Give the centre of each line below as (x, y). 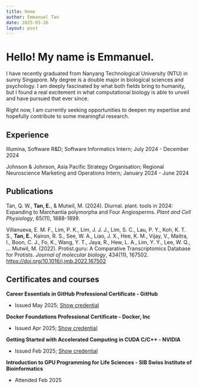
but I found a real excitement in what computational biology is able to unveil (98, 93)
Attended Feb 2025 (38, 380)
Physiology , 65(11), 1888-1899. (43, 218)
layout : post (22, 28)
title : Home (21, 11)
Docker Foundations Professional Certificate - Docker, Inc (78, 317)
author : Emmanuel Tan (33, 17)
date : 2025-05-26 (27, 22)
